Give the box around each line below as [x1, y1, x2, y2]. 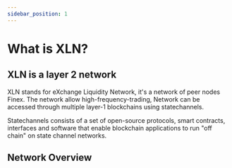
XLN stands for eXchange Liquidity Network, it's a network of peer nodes [7, 88, 221, 96]
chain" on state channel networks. [7, 131, 107, 140]
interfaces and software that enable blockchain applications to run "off [7, 124, 213, 132]
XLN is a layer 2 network [7, 68, 117, 81]
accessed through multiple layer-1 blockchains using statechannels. [7, 102, 204, 111]
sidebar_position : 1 [7, 10, 68, 18]
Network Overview [7, 152, 92, 164]
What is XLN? [7, 40, 89, 56]
